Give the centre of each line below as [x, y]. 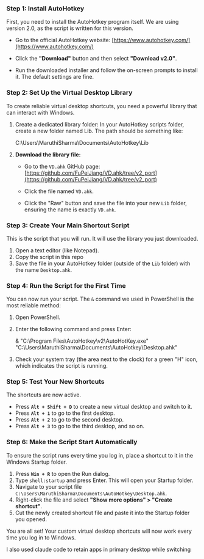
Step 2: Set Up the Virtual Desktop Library [69, 93]
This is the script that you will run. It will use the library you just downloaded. [102, 238]
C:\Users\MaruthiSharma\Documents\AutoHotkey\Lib [82, 142]
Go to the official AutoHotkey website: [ [65, 40]
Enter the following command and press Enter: [73, 329]
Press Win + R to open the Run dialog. [62, 473]
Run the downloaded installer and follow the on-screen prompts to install [106, 70]
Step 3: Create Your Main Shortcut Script [68, 225]
